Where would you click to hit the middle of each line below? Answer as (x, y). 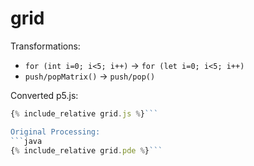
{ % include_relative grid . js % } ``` (84, 113)
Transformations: (45, 46)
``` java (26, 141)
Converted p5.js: (44, 95)
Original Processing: (55, 132)
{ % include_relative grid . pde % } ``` (86, 150)
